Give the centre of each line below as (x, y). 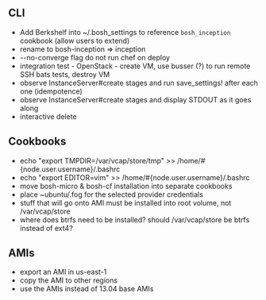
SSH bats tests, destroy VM (65, 74)
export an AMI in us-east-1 (63, 272)
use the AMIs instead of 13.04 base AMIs (87, 289)
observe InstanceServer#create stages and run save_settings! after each (139, 83)
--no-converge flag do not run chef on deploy (95, 57)
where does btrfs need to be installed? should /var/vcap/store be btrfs (135, 219)
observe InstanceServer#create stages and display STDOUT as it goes (135, 99)
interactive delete (48, 116)
